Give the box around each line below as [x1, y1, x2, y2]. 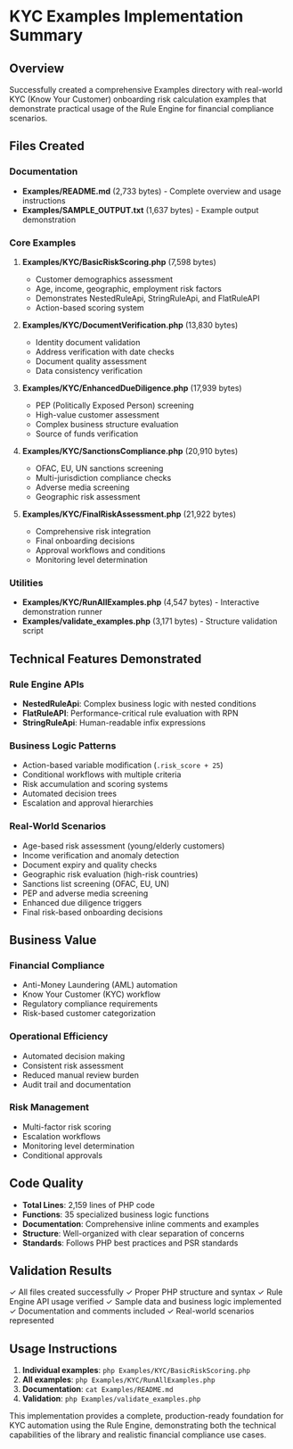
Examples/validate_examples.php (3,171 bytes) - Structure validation [21, 616, 278, 626]
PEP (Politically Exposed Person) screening [35, 400, 194, 410]
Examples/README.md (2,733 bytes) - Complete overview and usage [21, 186, 282, 196]
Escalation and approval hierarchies [21, 798, 154, 808]
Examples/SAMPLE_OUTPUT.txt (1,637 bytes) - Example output [21, 204, 259, 215]
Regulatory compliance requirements [21, 998, 159, 1009]
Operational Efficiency [9, 1031, 109, 1043]
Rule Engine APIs [9, 678, 85, 691]
